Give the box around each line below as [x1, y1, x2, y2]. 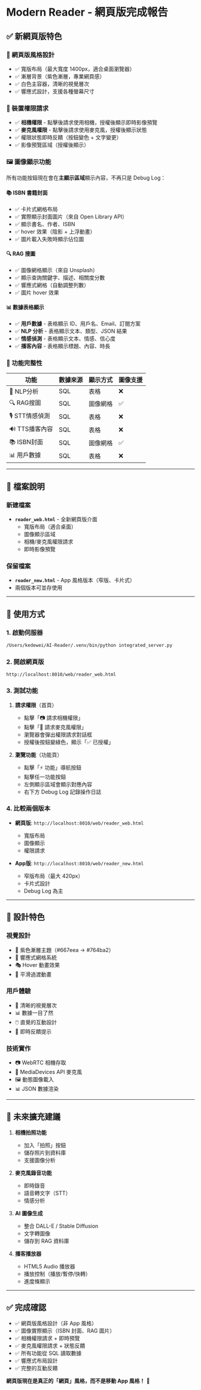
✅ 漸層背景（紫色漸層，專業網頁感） [14, 72, 105, 80]
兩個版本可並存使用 [14, 584, 63, 591]
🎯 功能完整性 [6, 359, 43, 367]
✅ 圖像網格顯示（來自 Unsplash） [14, 266, 99, 273]
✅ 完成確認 [6, 1303, 47, 1313]
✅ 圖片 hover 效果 [14, 288, 59, 296]
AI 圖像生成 [14, 1209, 43, 1216]
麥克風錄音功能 [14, 1169, 52, 1176]
